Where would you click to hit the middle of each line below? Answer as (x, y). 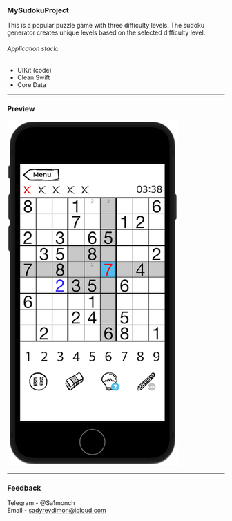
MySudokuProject (38, 10)
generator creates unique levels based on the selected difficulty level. (106, 32)
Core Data (32, 84)
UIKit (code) (34, 70)
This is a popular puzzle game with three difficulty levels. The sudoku (106, 26)
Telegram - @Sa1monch (41, 503)
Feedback (24, 488)
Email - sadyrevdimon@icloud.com (57, 511)
